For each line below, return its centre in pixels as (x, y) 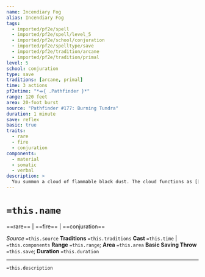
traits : (16, 131)
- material (26, 159)
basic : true (21, 125)
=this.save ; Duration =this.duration (53, 251)
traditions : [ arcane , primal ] (45, 80)
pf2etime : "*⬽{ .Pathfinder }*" (48, 91)
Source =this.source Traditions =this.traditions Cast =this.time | (92, 238)
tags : (13, 23)
